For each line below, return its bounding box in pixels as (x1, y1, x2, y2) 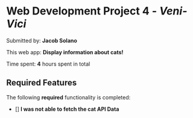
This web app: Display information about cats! (6, 48, 124, 55)
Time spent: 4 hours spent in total (6, 60, 90, 67)
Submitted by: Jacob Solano (6, 37, 77, 44)
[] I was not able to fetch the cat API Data (14, 105, 119, 113)
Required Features (6, 78, 77, 88)
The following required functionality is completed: (6, 93, 131, 101)
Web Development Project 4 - (6, 4, 157, 18)
